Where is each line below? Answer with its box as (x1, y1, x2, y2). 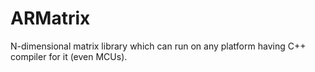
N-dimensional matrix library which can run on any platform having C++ (10, 40, 307, 52)
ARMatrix (10, 7, 91, 30)
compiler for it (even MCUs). (10, 50, 128, 62)
